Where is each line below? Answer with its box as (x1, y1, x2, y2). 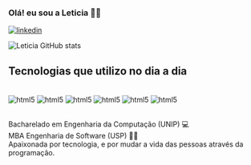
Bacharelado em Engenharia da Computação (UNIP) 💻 (8, 119, 190, 129)
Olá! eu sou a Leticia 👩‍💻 (8, 7, 102, 18)
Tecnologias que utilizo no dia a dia (8, 64, 188, 78)
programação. (8, 147, 55, 157)
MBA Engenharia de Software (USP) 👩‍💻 (8, 131, 139, 140)
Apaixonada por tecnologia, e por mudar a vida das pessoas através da (8, 139, 244, 149)
